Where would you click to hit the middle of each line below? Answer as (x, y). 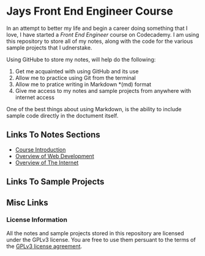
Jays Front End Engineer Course (90, 11)
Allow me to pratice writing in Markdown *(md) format (83, 84)
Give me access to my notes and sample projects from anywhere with (103, 90)
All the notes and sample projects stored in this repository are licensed (95, 233)
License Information (37, 220)
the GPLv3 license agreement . (44, 246)
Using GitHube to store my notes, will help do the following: (81, 59)
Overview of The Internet (47, 163)
